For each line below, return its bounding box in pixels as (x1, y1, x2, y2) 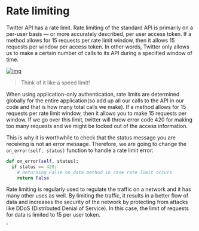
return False (17, 175, 50, 181)
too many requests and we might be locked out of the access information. (6, 122, 188, 129)
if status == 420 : (11, 163, 58, 170)
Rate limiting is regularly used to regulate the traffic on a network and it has (6, 186, 191, 193)
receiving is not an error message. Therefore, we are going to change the (6, 140, 187, 147)
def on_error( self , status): (6, 158, 79, 164)
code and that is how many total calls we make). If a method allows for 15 (6, 103, 186, 110)
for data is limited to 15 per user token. (6, 211, 100, 218)
